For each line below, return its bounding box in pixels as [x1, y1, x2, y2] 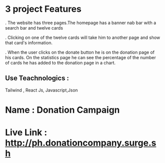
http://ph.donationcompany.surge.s [5, 137, 157, 149]
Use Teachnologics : [5, 74, 69, 82]
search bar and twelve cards [5, 25, 63, 31]
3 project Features [5, 3, 82, 15]
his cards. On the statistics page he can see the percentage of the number [5, 54, 156, 60]
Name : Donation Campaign [5, 104, 120, 115]
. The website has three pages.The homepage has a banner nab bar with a [5, 20, 156, 26]
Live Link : [5, 127, 48, 138]
